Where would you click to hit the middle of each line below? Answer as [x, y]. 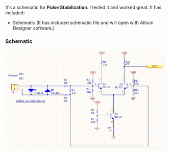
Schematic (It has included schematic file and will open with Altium [83, 23]
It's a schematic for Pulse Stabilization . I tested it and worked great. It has [83, 7]
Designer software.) [34, 28]
